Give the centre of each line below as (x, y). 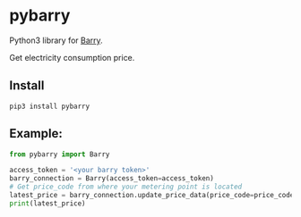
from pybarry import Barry (60, 154)
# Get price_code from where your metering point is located (126, 187)
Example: (36, 134)
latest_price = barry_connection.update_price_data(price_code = (132, 196)
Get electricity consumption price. (72, 57)
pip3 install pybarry (50, 106)
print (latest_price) (48, 203)
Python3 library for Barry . (56, 40)
